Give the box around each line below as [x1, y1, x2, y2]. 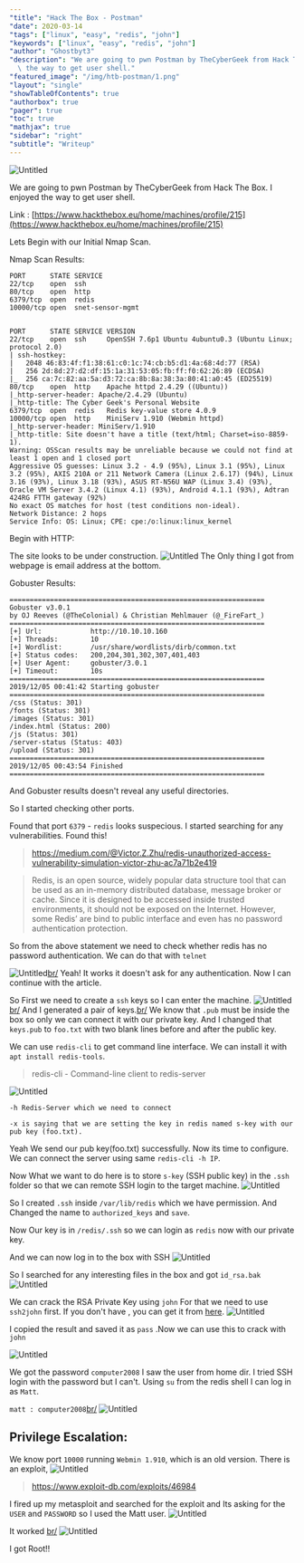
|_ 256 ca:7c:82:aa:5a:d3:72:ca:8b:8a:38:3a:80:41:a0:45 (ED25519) [9, 374, 273, 383]
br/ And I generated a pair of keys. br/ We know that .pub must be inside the [9, 1004, 290, 1015]
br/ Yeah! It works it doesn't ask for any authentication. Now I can [47, 967, 291, 978]
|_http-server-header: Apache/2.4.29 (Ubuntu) [9, 390, 188, 399]
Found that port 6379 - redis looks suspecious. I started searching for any [9, 820, 283, 831]
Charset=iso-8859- [220, 429, 290, 439]
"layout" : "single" [9, 81, 83, 90]
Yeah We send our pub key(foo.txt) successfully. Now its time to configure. [9, 1143, 290, 1154]
